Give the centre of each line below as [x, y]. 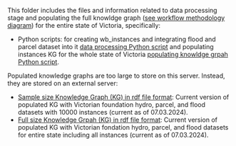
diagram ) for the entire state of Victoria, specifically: [84, 25]
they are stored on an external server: [63, 83]
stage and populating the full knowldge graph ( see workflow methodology [116, 18]
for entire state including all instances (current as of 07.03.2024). [113, 135]
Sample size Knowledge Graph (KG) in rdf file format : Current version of [123, 97]
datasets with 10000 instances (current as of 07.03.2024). [103, 112]
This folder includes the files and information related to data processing [112, 10]
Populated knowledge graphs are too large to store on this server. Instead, [116, 75]
